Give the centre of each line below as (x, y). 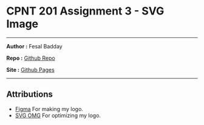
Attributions (30, 95)
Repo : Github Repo (31, 58)
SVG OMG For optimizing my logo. (58, 115)
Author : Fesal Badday (34, 46)
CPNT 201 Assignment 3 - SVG (85, 11)
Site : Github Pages (30, 69)
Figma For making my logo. (49, 109)
